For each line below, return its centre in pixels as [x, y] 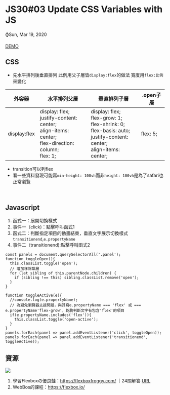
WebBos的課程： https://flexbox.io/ [49, 387]
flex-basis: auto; [111, 130]
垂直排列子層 [113, 99]
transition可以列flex [33, 169]
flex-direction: [57, 143]
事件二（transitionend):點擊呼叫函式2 [51, 245]
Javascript [23, 208]
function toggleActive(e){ [34, 295]
